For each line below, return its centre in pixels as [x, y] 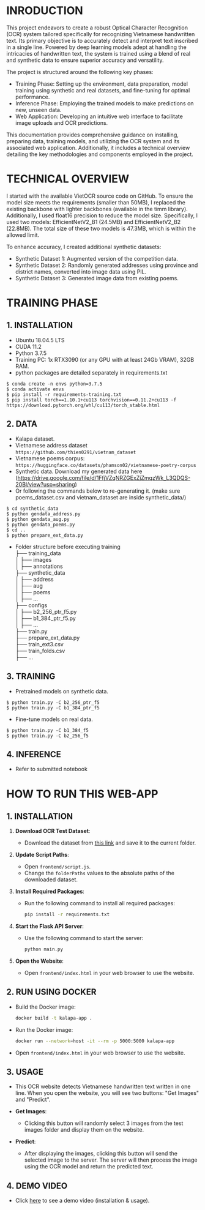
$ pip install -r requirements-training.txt [64, 394]
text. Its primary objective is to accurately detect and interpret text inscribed [102, 40]
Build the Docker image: [46, 1007]
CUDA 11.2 [28, 346]
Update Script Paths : [42, 855]
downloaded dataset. [51, 879]
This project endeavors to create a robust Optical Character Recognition [97, 28]
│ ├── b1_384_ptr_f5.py [46, 618]
